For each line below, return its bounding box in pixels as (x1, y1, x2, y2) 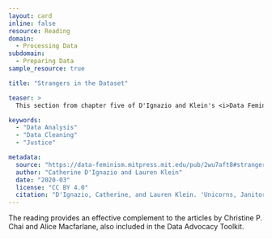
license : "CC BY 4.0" (15, 183, 89, 191)
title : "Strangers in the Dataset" (8, 79, 129, 87)
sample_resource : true (8, 65, 85, 73)
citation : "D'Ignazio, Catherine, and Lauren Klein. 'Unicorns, (15, 191, 237, 199)
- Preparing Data (15, 58, 74, 66)
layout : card (8, 11, 53, 20)
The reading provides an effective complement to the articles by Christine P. (8, 213, 263, 223)
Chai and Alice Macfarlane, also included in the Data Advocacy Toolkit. (8, 222, 244, 232)
